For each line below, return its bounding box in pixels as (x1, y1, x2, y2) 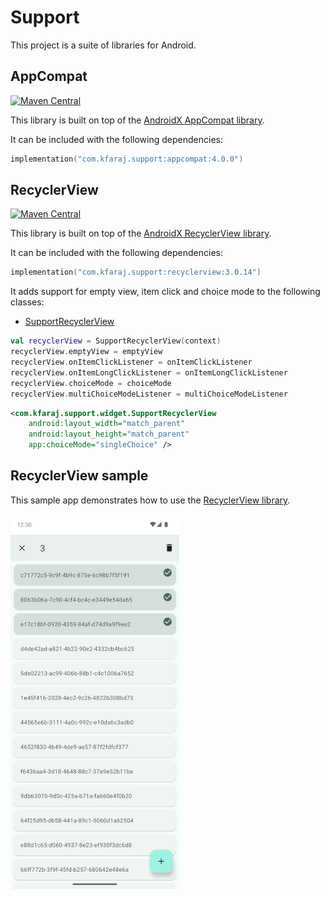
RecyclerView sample (10, 467, 149, 485)
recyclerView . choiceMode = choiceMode (10, 378, 172, 388)
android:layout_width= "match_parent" (28, 419, 186, 429)
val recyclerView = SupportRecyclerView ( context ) (10, 336, 222, 346)
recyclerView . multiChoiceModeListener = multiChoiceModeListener (10, 389, 288, 399)
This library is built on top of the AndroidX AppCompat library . (10, 114, 265, 126)
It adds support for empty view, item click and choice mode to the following (10, 286, 321, 298)
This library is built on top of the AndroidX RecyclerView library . (10, 227, 272, 240)
